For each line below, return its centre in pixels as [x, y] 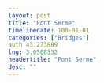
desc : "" [22, 67]
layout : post [30, 15]
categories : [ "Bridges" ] [49, 38]
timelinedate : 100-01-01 [49, 30]
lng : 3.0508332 [33, 52]
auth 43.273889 [33, 45]
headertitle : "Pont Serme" [52, 60]
